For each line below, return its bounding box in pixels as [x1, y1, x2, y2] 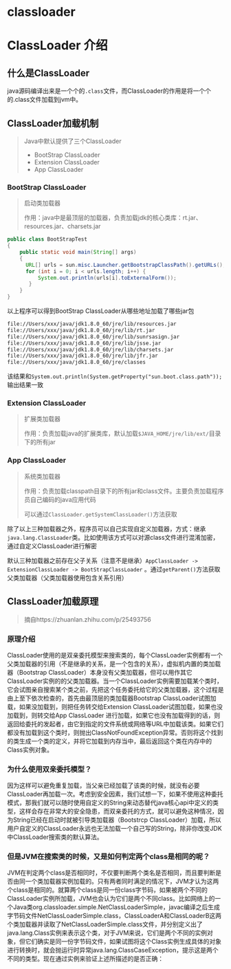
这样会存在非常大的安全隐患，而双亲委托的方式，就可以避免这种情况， [19, 807, 218, 816]
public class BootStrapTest [7, 236, 88, 243]
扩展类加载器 [23, 415, 60, 423]
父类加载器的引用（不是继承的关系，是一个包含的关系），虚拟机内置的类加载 [7, 660, 221, 668]
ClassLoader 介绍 [7, 38, 108, 54]
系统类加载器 [23, 472, 60, 480]
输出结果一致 [7, 381, 43, 389]
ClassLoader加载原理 [7, 596, 99, 607]
